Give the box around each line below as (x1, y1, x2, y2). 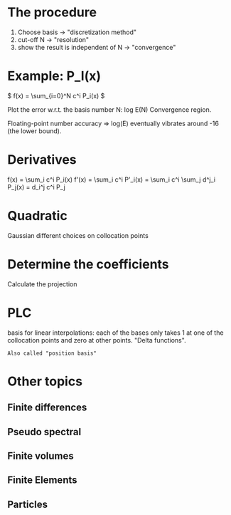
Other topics (7, 373, 83, 389)
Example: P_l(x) (7, 68, 102, 84)
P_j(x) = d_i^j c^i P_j (7, 182, 65, 191)
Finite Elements (7, 474, 77, 487)
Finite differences (7, 402, 87, 414)
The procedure (7, 4, 97, 21)
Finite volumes (7, 449, 75, 462)
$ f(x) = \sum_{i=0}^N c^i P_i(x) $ (7, 91, 105, 100)
